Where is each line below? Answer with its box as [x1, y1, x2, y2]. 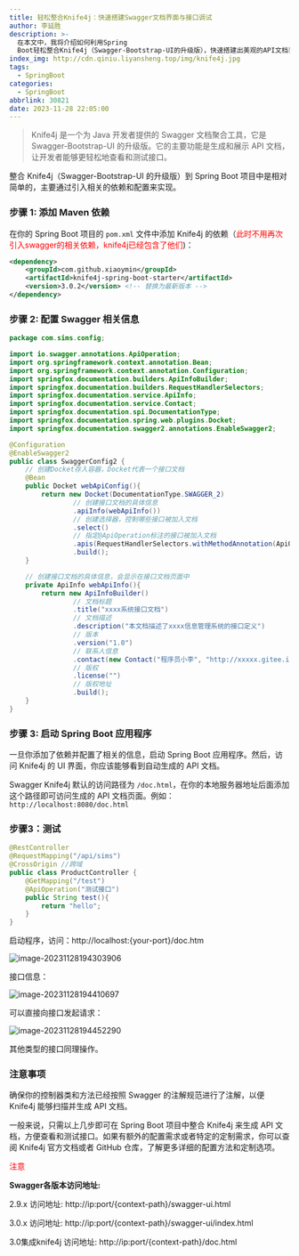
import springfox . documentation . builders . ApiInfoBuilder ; [9, 375, 229, 384]
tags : [9, 63, 29, 72]
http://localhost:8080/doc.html [9, 800, 129, 810]
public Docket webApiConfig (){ [25, 482, 141, 490]
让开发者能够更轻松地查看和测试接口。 [30, 152, 172, 163]
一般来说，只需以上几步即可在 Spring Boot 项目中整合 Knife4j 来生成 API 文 [9, 1120, 284, 1130]
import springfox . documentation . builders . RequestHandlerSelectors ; [9, 383, 265, 392]
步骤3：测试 [9, 822, 61, 835]
